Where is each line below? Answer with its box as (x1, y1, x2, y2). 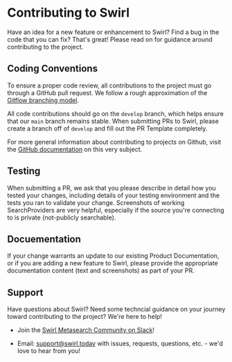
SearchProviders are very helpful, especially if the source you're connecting (7, 206, 224, 214)
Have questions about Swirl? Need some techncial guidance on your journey (7, 305, 226, 313)
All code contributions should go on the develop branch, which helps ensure (7, 109, 224, 117)
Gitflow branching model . (7, 96, 80, 104)
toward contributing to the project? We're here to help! (7, 313, 163, 321)
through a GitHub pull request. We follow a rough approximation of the (7, 88, 208, 97)
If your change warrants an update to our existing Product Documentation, (7, 252, 220, 260)
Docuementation (7, 233, 82, 245)
